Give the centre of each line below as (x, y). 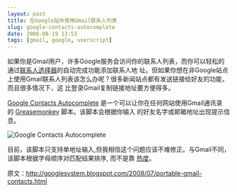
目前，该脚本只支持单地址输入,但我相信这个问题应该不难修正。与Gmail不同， (119, 149)
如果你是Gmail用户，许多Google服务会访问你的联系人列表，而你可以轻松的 (116, 62)
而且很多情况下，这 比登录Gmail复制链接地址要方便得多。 (91, 88)
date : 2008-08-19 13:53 (42, 34)
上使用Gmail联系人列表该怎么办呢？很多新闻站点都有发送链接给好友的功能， (118, 79)
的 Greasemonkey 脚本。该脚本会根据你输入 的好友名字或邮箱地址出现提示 (116, 112)
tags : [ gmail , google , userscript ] (60, 40)
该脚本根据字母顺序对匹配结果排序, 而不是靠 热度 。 (81, 158)
